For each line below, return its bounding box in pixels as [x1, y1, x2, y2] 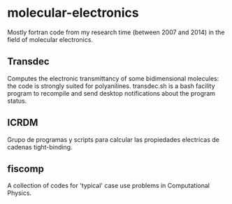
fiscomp [7, 163, 44, 175]
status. [7, 96, 27, 105]
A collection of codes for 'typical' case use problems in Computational [7, 182, 210, 190]
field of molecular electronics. [7, 35, 93, 43]
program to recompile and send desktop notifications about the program [7, 89, 215, 97]
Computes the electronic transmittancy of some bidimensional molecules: [7, 74, 219, 82]
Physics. [7, 189, 32, 197]
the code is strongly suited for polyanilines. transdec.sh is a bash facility [7, 82, 215, 90]
